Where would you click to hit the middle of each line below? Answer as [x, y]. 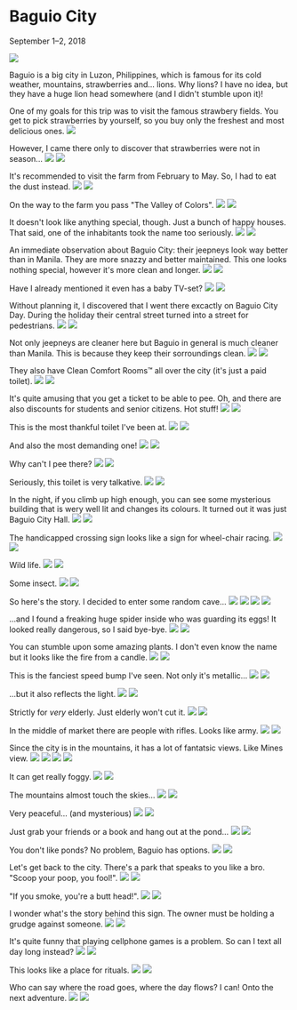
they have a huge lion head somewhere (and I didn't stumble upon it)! [136, 93]
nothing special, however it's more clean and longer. [105, 269]
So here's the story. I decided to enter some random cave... [118, 601]
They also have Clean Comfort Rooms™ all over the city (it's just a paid [138, 370]
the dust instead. [40, 186]
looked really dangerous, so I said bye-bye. [88, 629]
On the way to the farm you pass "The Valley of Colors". [112, 204]
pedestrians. [32, 325]
